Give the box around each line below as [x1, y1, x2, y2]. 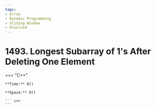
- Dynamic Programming [5, 16, 51, 21]
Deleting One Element [5, 56, 95, 67]
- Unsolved [5, 25, 27, 30]
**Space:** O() [5, 90, 36, 95]
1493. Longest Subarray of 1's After [5, 46, 151, 57]
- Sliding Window [5, 20, 40, 26]
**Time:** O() [5, 82, 34, 87]
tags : [5, 7, 16, 12]
